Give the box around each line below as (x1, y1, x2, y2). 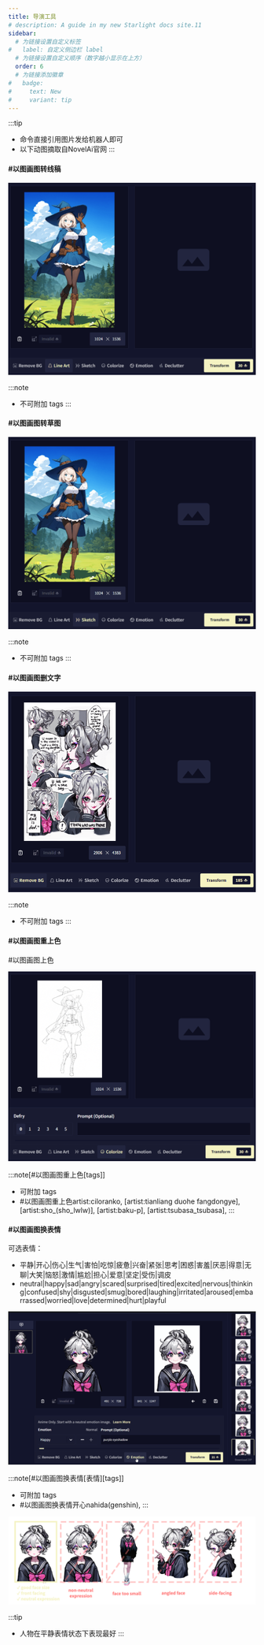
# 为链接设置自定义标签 (15, 38, 81, 46)
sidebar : (8, 29, 37, 37)
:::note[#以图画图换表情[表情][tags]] (8, 1474, 124, 1483)
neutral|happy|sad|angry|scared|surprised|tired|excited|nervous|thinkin (19, 1279, 253, 1289)
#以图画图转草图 (8, 419, 61, 428)
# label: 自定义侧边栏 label (8, 46, 104, 54)
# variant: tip (8, 95, 72, 104)
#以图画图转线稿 (8, 164, 61, 173)
